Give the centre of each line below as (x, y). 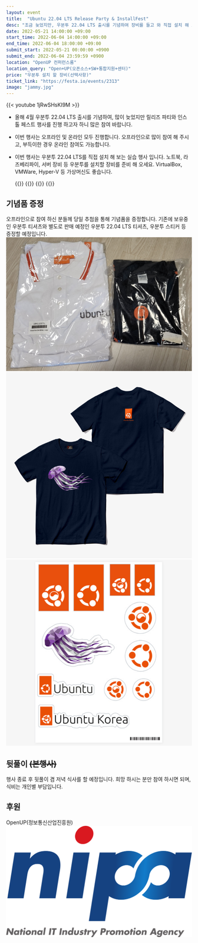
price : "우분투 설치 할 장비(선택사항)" (49, 75)
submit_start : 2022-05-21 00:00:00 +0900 (58, 50)
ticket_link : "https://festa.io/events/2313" (63, 81)
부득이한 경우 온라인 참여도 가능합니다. (67, 144)
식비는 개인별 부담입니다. (34, 787)
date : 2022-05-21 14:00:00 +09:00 (49, 31)
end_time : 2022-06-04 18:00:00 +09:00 (54, 44)
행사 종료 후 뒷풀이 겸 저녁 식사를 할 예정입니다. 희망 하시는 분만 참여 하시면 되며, (99, 779)
